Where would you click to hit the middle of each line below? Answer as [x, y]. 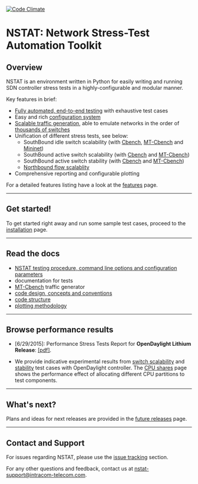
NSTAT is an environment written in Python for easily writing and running [94, 82]
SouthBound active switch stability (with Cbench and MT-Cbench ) [104, 161]
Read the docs [33, 254]
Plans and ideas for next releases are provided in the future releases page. [97, 419]
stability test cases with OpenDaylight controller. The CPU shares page [101, 368]
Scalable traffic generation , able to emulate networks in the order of [97, 123]
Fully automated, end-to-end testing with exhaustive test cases [91, 111]
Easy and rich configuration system [58, 117]
